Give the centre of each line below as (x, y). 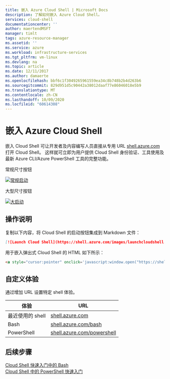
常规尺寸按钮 (18, 169)
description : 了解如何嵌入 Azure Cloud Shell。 (54, 15)
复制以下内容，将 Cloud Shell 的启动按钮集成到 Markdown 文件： (73, 232)
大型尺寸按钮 (18, 191)
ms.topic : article (25, 66)
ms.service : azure (25, 48)
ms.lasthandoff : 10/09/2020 (35, 99)
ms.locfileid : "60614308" (32, 105)
